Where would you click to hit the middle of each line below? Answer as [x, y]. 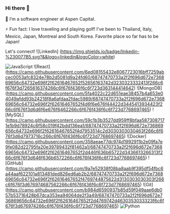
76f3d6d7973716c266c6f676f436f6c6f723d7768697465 [65, 136]
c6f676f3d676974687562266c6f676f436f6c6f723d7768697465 [73, 185]
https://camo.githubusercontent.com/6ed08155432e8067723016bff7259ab [86, 72]
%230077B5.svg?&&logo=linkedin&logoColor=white [59, 57]
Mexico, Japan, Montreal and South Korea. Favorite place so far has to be [82, 36]
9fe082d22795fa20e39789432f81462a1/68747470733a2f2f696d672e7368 [84, 147]
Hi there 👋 [18, 8]
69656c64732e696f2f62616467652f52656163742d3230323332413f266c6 [84, 83]
